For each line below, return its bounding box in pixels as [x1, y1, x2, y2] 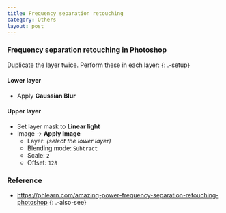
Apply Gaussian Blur [16, 91, 76, 100]
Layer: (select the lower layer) [27, 137, 111, 145]
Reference [7, 175, 42, 185]
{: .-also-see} [48, 199, 87, 207]
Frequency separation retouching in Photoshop [7, 45, 167, 55]
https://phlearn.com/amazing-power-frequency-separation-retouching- [16, 191, 219, 199]
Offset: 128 [27, 158, 58, 167]
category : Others [7, 16, 57, 23]
